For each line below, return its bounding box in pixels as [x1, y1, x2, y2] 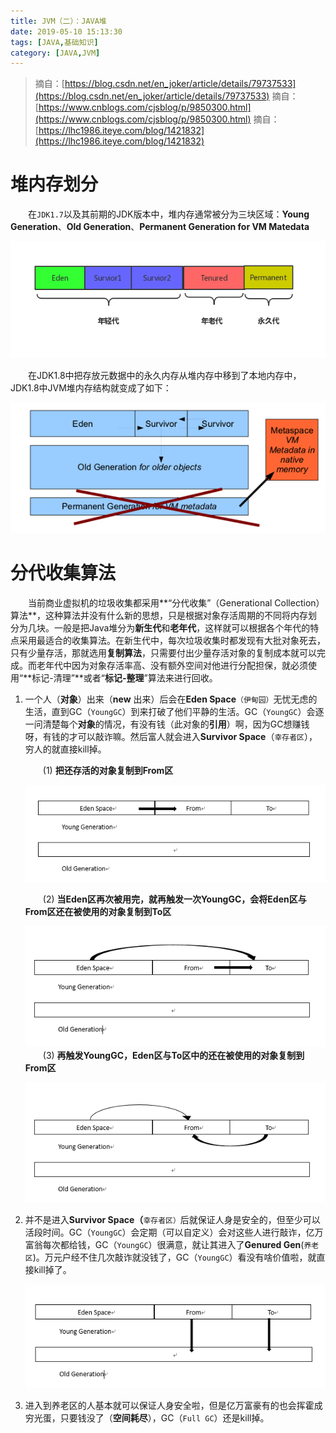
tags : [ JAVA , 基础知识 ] [10, 37, 99, 47]
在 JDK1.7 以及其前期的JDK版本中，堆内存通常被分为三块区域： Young [28, 208, 310, 220]
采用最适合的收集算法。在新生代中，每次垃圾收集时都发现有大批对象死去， [18, 634, 326, 646]
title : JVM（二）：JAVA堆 [10, 16, 107, 26]
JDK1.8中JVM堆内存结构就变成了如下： [10, 382, 172, 394]
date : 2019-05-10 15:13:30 [10, 26, 123, 37]
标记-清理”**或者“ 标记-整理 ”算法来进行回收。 [31, 671, 218, 684]
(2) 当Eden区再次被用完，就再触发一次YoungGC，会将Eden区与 [42, 893, 307, 905]
